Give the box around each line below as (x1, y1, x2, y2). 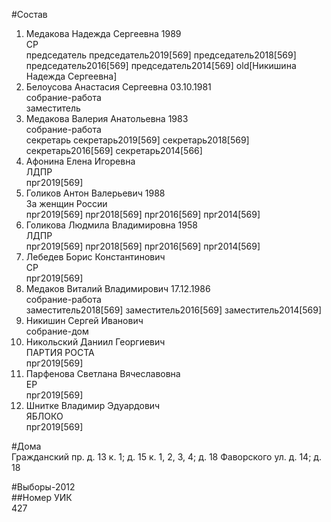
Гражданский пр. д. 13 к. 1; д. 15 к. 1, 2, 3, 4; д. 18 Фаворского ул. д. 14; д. (11, 451, 323, 463)
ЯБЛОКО (25, 410, 64, 422)
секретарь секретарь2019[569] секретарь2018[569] (25, 134, 250, 146)
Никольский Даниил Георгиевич (25, 336, 166, 348)
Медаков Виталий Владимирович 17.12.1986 (25, 283, 211, 294)
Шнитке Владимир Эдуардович (25, 400, 161, 411)
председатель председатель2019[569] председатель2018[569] (25, 49, 297, 61)
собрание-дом (25, 325, 89, 337)
